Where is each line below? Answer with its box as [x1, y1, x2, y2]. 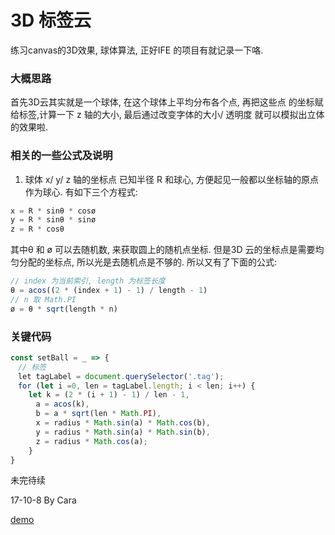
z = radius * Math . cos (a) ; [35, 436, 148, 446]
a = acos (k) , [35, 399, 90, 410]
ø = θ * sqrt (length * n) [10, 304, 118, 314]
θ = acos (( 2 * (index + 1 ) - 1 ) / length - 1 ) [10, 286, 208, 296]
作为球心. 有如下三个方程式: [24, 186, 138, 198]
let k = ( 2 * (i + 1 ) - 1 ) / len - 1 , [28, 390, 190, 400]
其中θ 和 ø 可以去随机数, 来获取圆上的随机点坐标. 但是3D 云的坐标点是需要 [10, 244, 316, 256]
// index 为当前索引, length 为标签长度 [10, 276, 166, 286]
